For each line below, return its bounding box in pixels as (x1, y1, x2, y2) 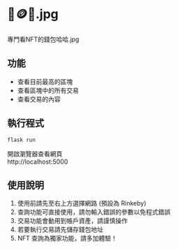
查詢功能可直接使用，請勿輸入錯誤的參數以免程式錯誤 (17, 208, 171, 216)
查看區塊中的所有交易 (17, 86, 79, 94)
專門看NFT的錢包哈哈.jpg (7, 35, 80, 43)
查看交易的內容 (17, 94, 61, 103)
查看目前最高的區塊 (17, 77, 73, 85)
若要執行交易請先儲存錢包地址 (17, 225, 103, 234)
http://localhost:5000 (7, 157, 68, 166)
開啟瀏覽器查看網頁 (7, 149, 63, 158)
